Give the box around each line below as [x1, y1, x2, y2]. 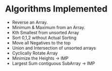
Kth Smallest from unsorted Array [12, 29, 79, 35]
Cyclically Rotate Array [12, 50, 58, 56]
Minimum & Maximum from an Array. [12, 24, 85, 30]
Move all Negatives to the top [12, 40, 71, 45]
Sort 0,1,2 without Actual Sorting [12, 35, 77, 41]
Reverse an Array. [12, 19, 48, 25]
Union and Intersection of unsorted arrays [12, 45, 96, 51]
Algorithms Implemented [5, 3, 108, 14]
